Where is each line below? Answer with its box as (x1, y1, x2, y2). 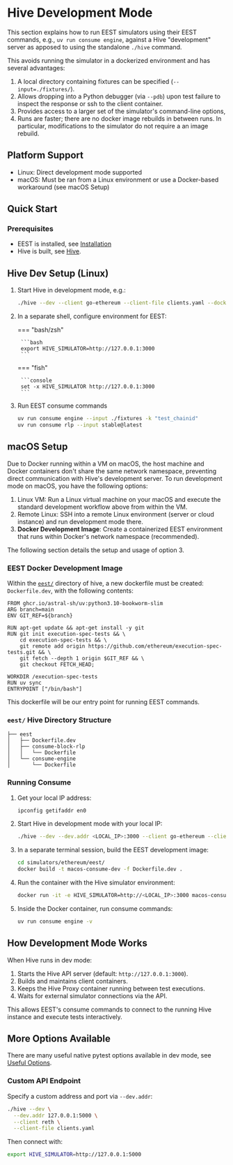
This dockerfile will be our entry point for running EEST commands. (7, 697, 200, 706)
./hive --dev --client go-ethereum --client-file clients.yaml (17, 299, 205, 306)
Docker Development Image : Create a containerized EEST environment (17, 525, 223, 533)
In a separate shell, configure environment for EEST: (17, 312, 167, 320)
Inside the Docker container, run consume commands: (17, 904, 173, 912)
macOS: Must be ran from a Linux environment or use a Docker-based (17, 175, 219, 184)
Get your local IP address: (17, 794, 92, 802)
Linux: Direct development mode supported (17, 168, 143, 176)
